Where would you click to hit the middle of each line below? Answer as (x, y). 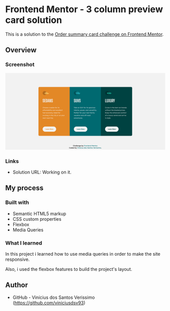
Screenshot (20, 64)
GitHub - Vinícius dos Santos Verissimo (54, 297)
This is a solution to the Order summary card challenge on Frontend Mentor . (84, 34)
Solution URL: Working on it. (42, 172)
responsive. (18, 259)
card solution (34, 20)
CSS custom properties (37, 219)
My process (24, 188)
